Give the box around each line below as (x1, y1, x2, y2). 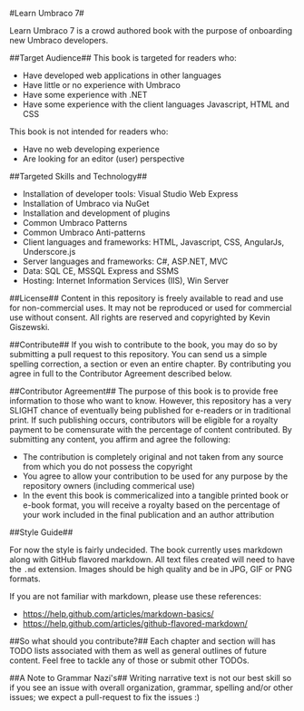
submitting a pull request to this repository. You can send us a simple (9, 349, 268, 359)
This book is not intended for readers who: (9, 126, 169, 137)
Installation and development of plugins (22, 208, 171, 219)
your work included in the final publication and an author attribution (22, 510, 275, 520)
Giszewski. (9, 322, 50, 332)
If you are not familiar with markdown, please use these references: (9, 591, 261, 601)
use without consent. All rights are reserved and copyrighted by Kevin (9, 312, 270, 323)
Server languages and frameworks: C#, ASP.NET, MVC (22, 256, 229, 267)
